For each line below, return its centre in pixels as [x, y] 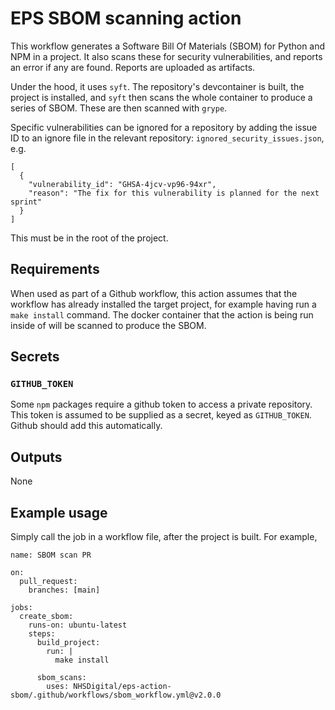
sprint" [26, 202]
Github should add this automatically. [86, 426]
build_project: [68, 643]
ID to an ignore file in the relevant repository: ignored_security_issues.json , [167, 138]
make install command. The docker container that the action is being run [162, 314]
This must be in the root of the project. [89, 238]
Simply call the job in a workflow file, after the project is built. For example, [164, 537]
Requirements [55, 269]
